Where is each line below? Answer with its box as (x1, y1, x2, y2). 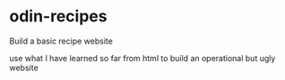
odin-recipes (9, 6, 108, 27)
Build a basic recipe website (9, 36, 114, 46)
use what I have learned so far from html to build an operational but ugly (9, 52, 276, 63)
